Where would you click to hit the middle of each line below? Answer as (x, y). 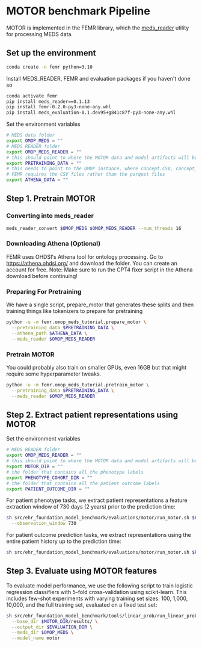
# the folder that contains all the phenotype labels (75, 472)
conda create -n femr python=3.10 (50, 67)
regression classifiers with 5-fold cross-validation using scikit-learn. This (96, 592)
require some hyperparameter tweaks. (54, 374)
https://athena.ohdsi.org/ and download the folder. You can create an (92, 263)
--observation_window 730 (44, 524)
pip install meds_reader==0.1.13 (48, 101)
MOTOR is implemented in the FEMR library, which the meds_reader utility (98, 28)
